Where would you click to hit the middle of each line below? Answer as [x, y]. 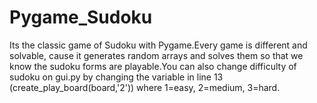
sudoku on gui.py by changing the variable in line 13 [116, 77]
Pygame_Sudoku [81, 17]
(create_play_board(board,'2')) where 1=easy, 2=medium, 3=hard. [145, 87]
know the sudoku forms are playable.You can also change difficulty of [153, 66]
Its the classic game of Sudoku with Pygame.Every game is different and [158, 45]
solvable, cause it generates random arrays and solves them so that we [156, 55]
